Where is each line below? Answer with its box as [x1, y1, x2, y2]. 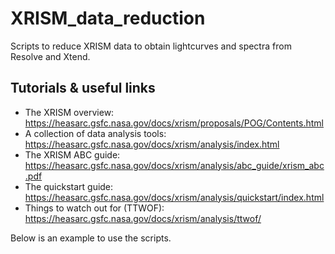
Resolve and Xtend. [10, 50, 91, 62]
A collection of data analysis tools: [24, 127, 167, 139]
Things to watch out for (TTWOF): [24, 202, 165, 214]
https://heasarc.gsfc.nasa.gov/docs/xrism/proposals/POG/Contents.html [24, 117, 324, 129]
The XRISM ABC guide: [24, 148, 121, 161]
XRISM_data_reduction [10, 7, 206, 30]
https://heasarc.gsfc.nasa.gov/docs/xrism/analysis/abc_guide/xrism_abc [24, 159, 325, 171]
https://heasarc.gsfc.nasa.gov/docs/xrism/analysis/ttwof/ [24, 212, 262, 224]
